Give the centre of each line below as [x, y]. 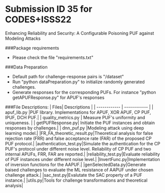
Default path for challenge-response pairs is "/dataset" [68, 76]
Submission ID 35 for [49, 9]
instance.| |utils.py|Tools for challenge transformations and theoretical [76, 180]
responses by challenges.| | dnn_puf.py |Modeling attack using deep [75, 128]
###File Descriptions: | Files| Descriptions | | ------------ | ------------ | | [79, 107]
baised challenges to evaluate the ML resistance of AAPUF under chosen [79, 170]
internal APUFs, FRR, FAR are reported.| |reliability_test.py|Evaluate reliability [82, 154]
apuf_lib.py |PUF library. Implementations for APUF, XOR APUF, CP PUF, [78, 112]
